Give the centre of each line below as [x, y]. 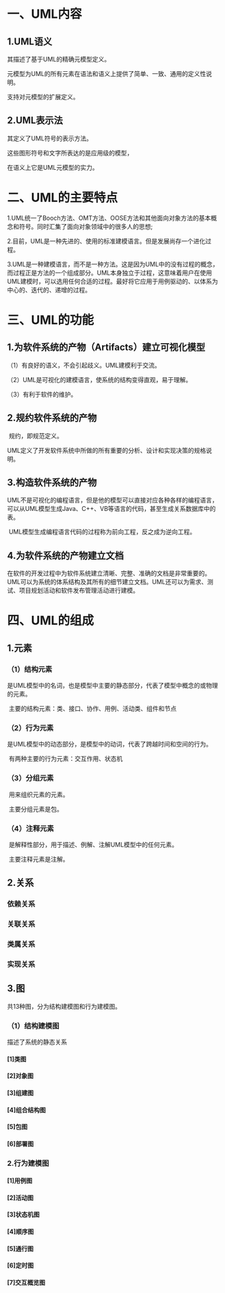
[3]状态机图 [23, 1215]
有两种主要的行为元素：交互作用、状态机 [66, 759]
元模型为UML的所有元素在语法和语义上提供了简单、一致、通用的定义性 [107, 74]
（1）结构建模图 [33, 1026]
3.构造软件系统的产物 [52, 482]
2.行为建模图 [28, 1163]
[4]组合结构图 [27, 1109]
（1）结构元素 [30, 669]
